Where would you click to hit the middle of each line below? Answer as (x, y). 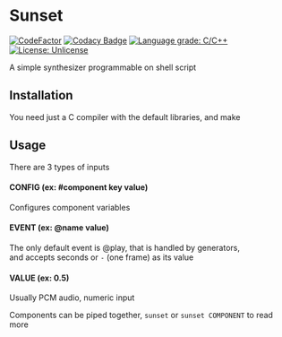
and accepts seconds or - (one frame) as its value (102, 257)
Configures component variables (70, 207)
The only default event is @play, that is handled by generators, (124, 247)
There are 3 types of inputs (60, 167)
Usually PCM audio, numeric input (72, 298)
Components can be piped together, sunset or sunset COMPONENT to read (141, 315)
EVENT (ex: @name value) (60, 228)
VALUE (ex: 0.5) (39, 278)
